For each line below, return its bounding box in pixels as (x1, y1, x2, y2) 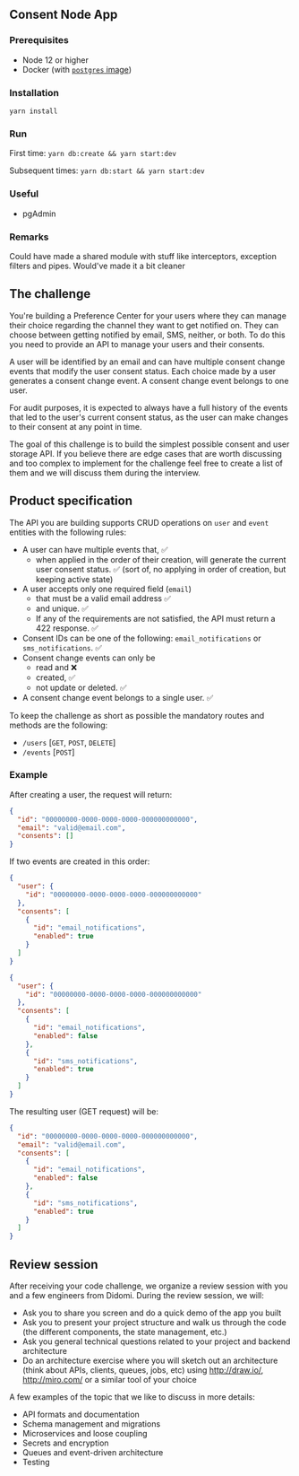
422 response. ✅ (35, 623, 98, 633)
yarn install (9, 107, 58, 116)
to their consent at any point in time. (9, 421, 142, 432)
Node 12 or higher (21, 54, 90, 66)
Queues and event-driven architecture (21, 1446, 164, 1457)
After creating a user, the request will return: (9, 789, 173, 799)
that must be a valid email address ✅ (35, 592, 172, 604)
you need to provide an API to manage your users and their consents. (9, 338, 266, 349)
